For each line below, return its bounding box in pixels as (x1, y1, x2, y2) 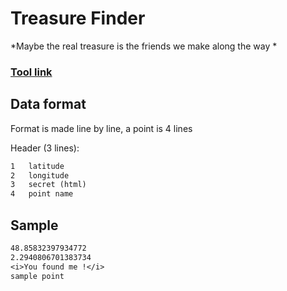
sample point (10, 271, 65, 281)
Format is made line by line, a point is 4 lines (10, 122, 193, 134)
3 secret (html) (10, 180, 87, 190)
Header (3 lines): (10, 142, 80, 154)
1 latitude (10, 161, 65, 171)
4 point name (10, 189, 74, 199)
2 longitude (10, 170, 70, 181)
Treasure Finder (10, 7, 146, 30)
